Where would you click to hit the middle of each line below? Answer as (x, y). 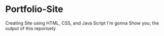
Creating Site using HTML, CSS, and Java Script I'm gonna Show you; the (82, 23)
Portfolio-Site (34, 9)
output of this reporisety (30, 28)
